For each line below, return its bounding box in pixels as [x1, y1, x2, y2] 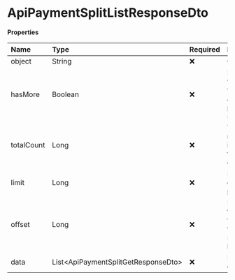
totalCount [10, 140, 45, 149]
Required [189, 44, 220, 54]
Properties [7, 28, 39, 36]
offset [10, 219, 30, 229]
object [10, 56, 31, 66]
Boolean [52, 89, 79, 99]
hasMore [10, 89, 41, 99]
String [52, 56, 72, 66]
